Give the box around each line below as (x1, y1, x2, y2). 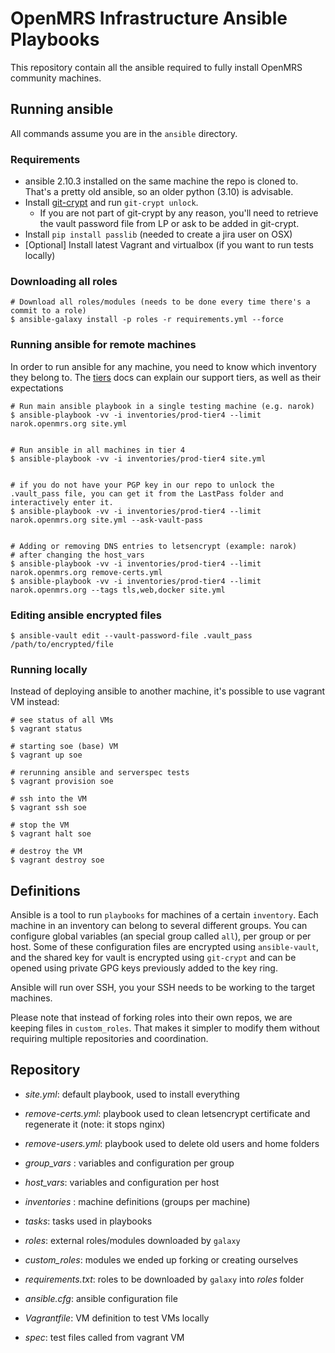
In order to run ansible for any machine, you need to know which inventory (10, 360, 317, 372)
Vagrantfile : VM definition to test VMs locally (24, 1312, 210, 1324)
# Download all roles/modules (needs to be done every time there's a (10, 297, 311, 307)
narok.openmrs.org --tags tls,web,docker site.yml (10, 585, 226, 595)
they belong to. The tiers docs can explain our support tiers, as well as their (10, 371, 322, 383)
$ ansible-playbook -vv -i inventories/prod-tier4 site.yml (10, 453, 267, 464)
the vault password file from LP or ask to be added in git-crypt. (39, 218, 300, 230)
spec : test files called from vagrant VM (24, 1331, 185, 1343)
